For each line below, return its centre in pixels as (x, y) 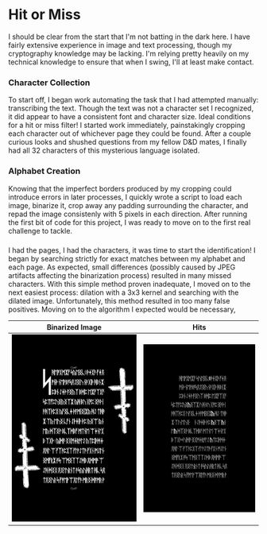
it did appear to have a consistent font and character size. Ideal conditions (130, 117)
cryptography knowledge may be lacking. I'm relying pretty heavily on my (129, 53)
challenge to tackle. (41, 230)
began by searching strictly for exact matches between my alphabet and (127, 259)
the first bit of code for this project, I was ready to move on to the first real (130, 222)
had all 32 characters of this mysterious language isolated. (104, 151)
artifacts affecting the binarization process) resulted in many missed (120, 276)
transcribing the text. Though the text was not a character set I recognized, (131, 108)
